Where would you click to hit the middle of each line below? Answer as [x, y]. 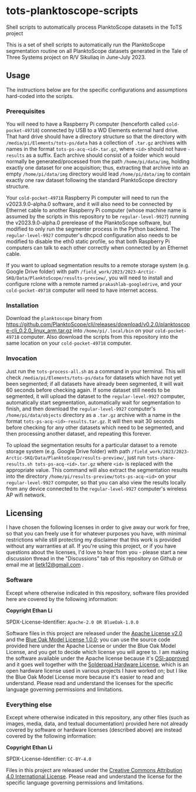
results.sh [19, 464]
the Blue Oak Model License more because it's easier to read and [85, 677]
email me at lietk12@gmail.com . [45, 565]
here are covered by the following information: [62, 599]
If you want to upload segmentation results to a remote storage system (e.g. [98, 265]
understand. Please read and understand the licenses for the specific [90, 683]
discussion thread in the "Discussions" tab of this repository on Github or [94, 558]
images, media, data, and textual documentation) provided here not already [97, 724]
